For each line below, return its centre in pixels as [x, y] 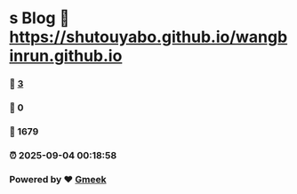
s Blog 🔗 [40, 18]
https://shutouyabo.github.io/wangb [148, 37]
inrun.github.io [66, 56]
